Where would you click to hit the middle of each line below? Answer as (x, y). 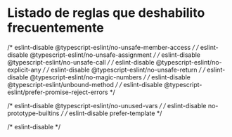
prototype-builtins (33, 113)
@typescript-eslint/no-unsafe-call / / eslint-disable (81, 62)
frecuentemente (56, 28)
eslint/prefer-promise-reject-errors (58, 92)
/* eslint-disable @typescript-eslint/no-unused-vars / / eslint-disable (107, 105)
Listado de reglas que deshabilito (106, 13)
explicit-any (24, 70)
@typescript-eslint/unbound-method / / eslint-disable (85, 84)
